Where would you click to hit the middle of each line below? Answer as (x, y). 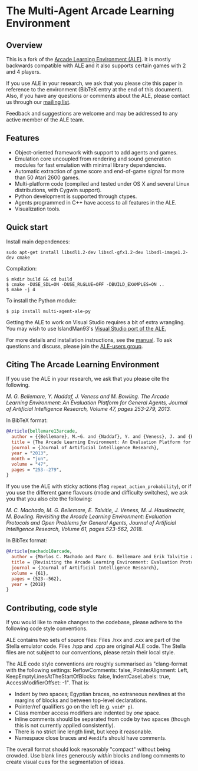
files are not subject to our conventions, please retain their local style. (91, 653)
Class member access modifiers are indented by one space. (88, 713)
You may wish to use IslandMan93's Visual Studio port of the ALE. (86, 328)
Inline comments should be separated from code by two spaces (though (102, 719)
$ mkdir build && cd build (39, 279)
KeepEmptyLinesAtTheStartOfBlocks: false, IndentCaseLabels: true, (88, 677)
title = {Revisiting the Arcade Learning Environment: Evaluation (95, 562)
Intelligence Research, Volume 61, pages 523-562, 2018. (75, 529)
